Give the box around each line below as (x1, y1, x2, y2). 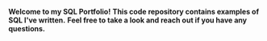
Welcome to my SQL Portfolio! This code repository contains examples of (8, 7, 260, 16)
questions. (8, 24, 46, 33)
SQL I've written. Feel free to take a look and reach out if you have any (8, 15, 248, 25)
